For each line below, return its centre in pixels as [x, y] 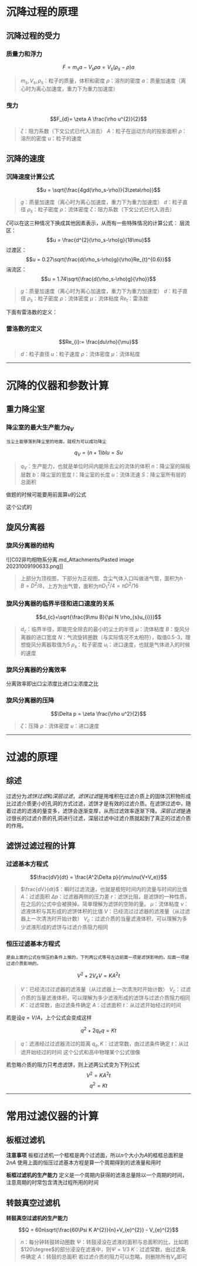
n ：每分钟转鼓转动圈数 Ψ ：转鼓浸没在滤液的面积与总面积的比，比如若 [105, 1242]
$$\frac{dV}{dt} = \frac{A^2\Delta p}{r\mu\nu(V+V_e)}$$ [98, 877]
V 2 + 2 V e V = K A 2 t [98, 976]
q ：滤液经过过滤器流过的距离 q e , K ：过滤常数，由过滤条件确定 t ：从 [102, 1044]
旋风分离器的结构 [30, 546]
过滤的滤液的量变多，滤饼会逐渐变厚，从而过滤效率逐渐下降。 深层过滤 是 [98, 810]
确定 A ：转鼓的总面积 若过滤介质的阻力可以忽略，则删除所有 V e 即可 [106, 1257]
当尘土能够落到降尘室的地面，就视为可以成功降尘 [56, 442]
